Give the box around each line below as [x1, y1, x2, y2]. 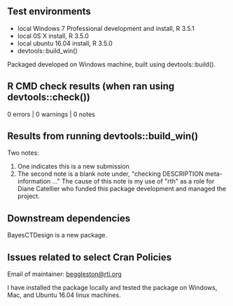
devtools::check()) [7, 91, 91, 104]
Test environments [7, 6, 91, 18]
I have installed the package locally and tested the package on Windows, [7, 284, 218, 292]
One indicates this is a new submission [17, 162, 129, 171]
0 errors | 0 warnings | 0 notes [7, 110, 96, 118]
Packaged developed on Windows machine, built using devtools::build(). [7, 60, 216, 69]
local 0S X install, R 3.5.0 [17, 32, 90, 40]
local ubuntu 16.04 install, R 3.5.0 [17, 39, 113, 48]
